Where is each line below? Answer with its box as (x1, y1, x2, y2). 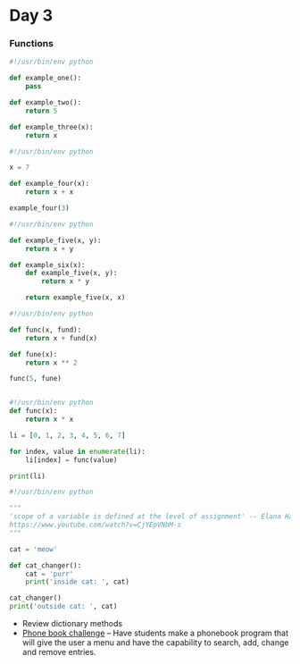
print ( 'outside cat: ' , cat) (9, 602, 118, 611)
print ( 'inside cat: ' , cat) (25, 577, 129, 586)
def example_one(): (9, 73, 82, 83)
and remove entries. (21, 647, 96, 658)
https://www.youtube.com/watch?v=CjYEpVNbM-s (9, 520, 181, 530)
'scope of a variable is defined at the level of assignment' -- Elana (9, 512, 281, 521)
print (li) (9, 471, 46, 481)
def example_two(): (9, 98, 82, 107)
